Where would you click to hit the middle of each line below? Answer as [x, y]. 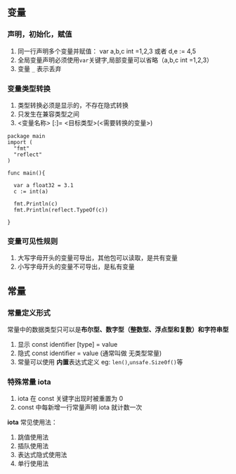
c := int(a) [31, 191]
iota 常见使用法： [32, 422]
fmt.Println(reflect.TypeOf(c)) [61, 210]
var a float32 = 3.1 [44, 185]
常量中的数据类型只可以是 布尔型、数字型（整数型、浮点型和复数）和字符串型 [118, 329]
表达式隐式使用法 [42, 455]
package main [26, 136]
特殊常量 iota [29, 382]
